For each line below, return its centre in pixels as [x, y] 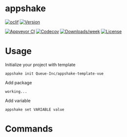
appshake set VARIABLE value [35, 109]
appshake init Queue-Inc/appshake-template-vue [54, 74]
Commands [29, 129]
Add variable [18, 100]
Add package [19, 82]
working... [16, 91]
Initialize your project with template [40, 64]
